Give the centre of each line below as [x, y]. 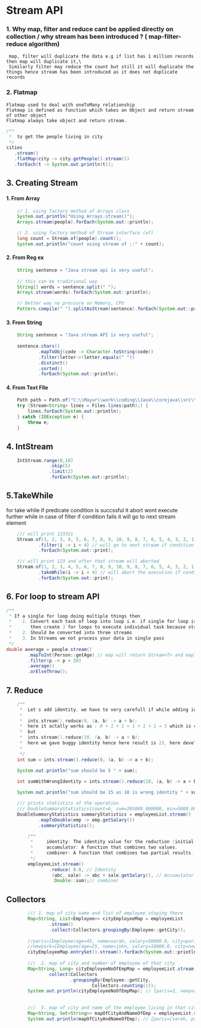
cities [14, 148]
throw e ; [39, 422]
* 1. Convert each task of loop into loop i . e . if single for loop [98, 622]
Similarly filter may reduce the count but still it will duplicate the [101, 67]
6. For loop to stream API [53, 597]
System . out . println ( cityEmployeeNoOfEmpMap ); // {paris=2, [103, 991]
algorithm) [44, 44]
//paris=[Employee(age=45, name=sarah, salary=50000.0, [99, 941]
